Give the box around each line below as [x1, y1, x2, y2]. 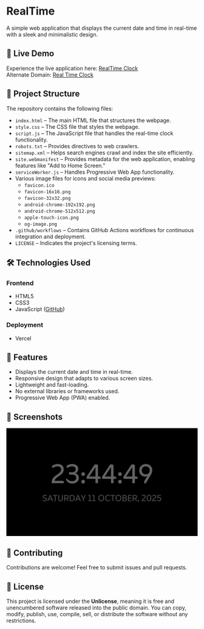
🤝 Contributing [6, 548, 63, 559]
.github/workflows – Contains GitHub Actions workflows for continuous [15, 226, 194, 233]
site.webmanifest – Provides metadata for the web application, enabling [15, 155, 195, 162]
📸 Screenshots [6, 411, 63, 422]
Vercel [15, 334, 32, 342]
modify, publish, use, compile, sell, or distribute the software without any [6, 611, 188, 618]
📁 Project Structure [6, 89, 80, 99]
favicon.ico [24, 182, 55, 188]
